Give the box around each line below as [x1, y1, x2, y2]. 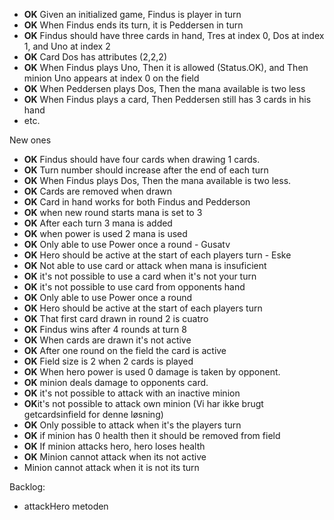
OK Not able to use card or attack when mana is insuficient [23, 260, 267, 271]
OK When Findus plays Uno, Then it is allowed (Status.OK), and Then [23, 62, 309, 73]
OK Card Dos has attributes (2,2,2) [23, 51, 168, 63]
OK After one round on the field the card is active [23, 345, 227, 356]
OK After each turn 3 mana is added [23, 217, 173, 229]
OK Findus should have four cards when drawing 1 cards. [23, 154, 261, 165]
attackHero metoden [23, 500, 109, 512]
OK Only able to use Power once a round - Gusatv [23, 239, 231, 250]
